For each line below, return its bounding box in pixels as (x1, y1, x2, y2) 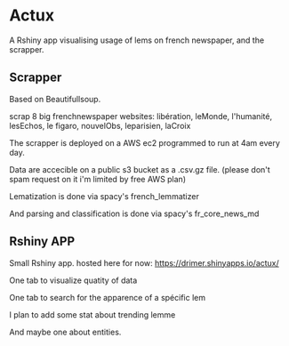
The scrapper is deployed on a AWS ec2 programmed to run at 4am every (9, 137, 280, 148)
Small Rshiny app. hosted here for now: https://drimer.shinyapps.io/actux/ (9, 257, 280, 268)
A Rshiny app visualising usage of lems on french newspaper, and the (9, 35, 265, 45)
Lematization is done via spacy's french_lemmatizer (9, 190, 200, 201)
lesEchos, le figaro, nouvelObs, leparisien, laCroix (9, 120, 191, 131)
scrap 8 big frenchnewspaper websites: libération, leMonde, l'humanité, (9, 110, 273, 121)
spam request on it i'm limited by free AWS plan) (9, 173, 187, 184)
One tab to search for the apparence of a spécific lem (9, 292, 206, 302)
